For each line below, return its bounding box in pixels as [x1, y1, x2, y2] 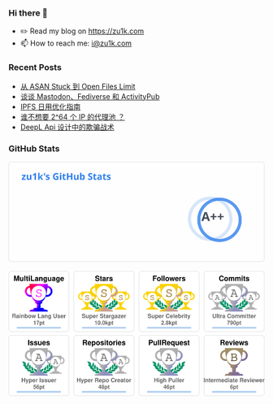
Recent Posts [8, 62, 63, 73]
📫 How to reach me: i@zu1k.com [19, 38, 132, 48]
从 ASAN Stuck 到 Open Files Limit [19, 81, 136, 91]
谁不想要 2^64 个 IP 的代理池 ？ [19, 111, 126, 121]
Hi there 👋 [8, 7, 49, 19]
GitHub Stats [8, 142, 60, 154]
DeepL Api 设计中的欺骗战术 [19, 122, 115, 132]
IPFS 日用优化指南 [19, 102, 81, 111]
